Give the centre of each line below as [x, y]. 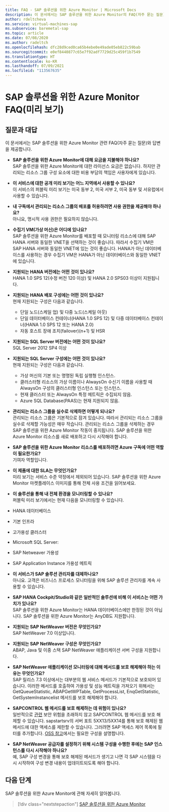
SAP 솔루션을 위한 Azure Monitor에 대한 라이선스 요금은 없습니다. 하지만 [84, 166]
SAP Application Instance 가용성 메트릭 [52, 563]
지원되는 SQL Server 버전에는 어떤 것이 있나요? [59, 342]
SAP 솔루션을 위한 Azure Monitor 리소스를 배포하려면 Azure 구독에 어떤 [83, 447]
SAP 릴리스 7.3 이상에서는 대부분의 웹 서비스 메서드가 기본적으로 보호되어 [84, 679]
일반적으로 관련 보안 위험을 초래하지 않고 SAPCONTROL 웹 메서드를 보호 [84, 714]
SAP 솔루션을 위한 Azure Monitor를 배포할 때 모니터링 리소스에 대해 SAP [84, 236]
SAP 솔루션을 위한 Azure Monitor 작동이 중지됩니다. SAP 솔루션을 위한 [82, 430]
